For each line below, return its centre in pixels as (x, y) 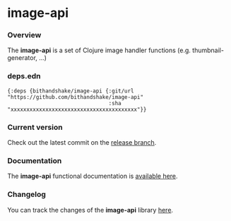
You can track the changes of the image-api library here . (90, 210)
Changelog (26, 194)
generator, (22, 58)
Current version (35, 127)
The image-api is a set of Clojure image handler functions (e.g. (99, 50)
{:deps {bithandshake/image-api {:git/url (71, 91)
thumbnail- (208, 50)
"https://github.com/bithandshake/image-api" (75, 97)
